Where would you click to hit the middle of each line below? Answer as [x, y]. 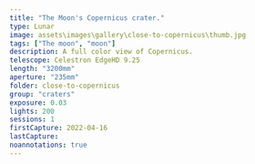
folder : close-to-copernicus [65, 86]
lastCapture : [34, 137]
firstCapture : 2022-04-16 [58, 128]
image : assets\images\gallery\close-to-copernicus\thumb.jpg [128, 35]
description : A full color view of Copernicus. [102, 52]
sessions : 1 [32, 119]
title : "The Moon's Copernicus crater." [87, 18]
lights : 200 [32, 111]
